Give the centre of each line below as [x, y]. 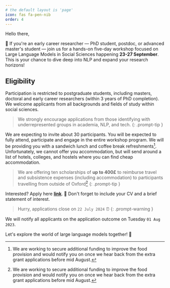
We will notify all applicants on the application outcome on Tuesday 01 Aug [83, 219]
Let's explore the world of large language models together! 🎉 [69, 234]
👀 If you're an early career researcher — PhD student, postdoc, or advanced [85, 44]
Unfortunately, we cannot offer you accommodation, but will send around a [83, 151]
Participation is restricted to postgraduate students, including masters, [79, 93]
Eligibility [20, 81]
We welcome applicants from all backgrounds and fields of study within [80, 104]
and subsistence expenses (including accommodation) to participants [90, 177]
